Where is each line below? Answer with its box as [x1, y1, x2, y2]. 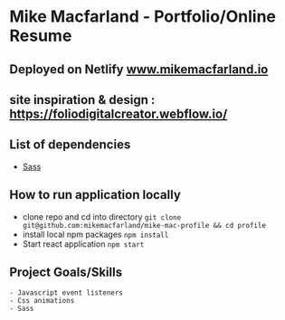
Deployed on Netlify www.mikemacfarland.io [9, 61, 269, 77]
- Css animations [9, 296, 75, 306]
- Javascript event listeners [9, 288, 124, 297]
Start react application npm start [22, 238, 145, 249]
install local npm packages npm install [22, 229, 169, 240]
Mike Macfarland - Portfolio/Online [9, 6, 276, 27]
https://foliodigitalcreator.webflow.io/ [9, 106, 228, 121]
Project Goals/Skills [9, 264, 123, 279]
